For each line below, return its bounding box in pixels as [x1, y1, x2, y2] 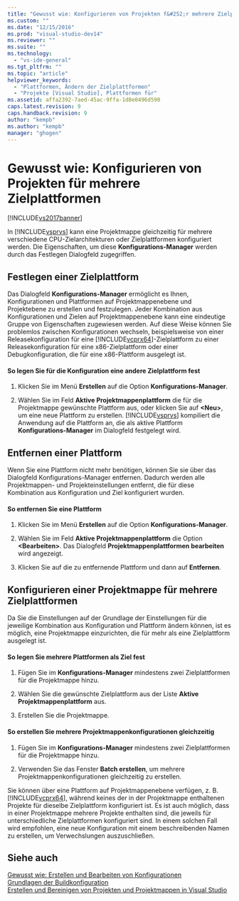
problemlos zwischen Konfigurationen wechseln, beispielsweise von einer [7, 328, 224, 336]
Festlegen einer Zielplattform [7, 271, 139, 283]
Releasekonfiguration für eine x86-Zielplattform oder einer [7, 343, 179, 351]
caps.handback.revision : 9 [7, 110, 87, 117]
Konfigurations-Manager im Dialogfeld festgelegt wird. [17, 426, 181, 434]
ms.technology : [7, 50, 53, 58]
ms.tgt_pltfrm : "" [7, 63, 62, 70]
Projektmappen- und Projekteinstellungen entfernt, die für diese [7, 481, 194, 489]
